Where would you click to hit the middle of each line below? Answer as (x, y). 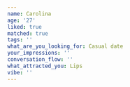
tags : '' (20, 40)
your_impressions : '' (39, 53)
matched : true (28, 33)
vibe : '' (20, 72)
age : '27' (22, 20)
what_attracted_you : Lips (45, 66)
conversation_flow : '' (40, 60)
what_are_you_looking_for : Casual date (65, 46)
